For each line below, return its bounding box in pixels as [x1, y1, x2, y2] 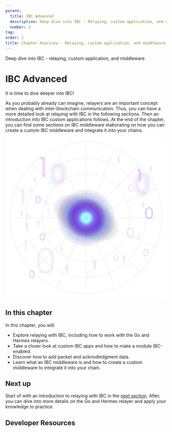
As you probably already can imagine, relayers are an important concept [5, 100, 158, 106]
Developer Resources [5, 418, 76, 427]
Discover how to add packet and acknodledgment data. [12, 353, 130, 360]
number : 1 [10, 25, 31, 30]
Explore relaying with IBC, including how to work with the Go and [12, 332, 149, 338]
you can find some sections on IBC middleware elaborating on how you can [5, 122, 165, 128]
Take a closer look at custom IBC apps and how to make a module [12, 343, 152, 349]
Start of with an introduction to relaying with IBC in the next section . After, [5, 393, 161, 399]
